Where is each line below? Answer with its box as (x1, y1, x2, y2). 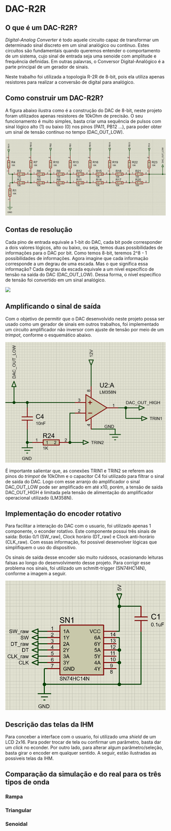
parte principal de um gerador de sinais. (5, 64, 90, 70)
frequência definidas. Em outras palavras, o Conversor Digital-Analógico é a (5, 59, 165, 64)
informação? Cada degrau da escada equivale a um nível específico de (5, 266, 154, 272)
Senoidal (5, 820, 28, 827)
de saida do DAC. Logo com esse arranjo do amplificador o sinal (5, 478, 140, 484)
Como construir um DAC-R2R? (5, 94, 104, 102)
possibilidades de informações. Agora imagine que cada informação (5, 255, 149, 261)
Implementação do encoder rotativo (5, 509, 122, 518)
